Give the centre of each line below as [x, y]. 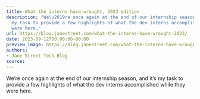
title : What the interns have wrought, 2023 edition [73, 12]
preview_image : [25, 45]
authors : [17, 50]
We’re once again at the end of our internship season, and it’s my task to [95, 78]
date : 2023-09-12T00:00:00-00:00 [48, 39]
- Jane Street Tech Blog [37, 56]
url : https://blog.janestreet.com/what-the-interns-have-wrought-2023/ [97, 34]
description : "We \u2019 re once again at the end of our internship [92, 17]
